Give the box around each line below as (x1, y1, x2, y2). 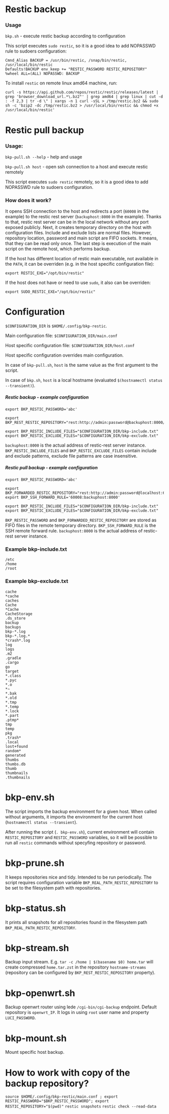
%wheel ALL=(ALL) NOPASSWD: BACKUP (5, 71, 80, 76)
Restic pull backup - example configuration (5, 464, 98, 470)
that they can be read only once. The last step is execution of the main (5, 240, 151, 247)
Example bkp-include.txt (5, 546, 67, 553)
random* (5, 748, 22, 753)
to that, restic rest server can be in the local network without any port (5, 219, 149, 225)
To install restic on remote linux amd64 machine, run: (5, 80, 117, 86)
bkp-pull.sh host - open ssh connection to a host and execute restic (5, 163, 148, 170)
